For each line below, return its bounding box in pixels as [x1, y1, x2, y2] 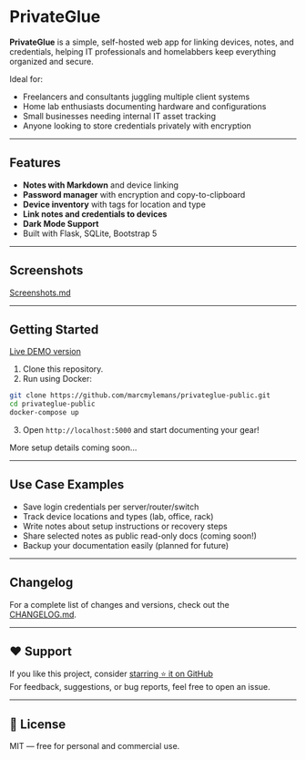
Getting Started [9, 322, 99, 337]
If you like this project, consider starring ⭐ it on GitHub [9, 668, 214, 680]
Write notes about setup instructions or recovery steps [22, 520, 228, 531]
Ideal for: [9, 73, 44, 84]
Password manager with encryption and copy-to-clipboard [22, 189, 246, 200]
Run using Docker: [22, 374, 93, 385]
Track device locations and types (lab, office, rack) [22, 510, 214, 521]
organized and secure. [9, 56, 94, 67]
